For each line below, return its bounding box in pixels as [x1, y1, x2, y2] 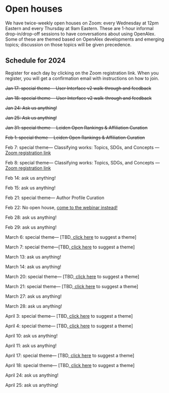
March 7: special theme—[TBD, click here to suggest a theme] [5, 244, 135, 250]
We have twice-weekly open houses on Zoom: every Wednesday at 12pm [5, 20, 159, 26]
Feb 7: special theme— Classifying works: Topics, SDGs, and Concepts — [5, 144, 160, 150]
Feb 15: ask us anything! [5, 184, 56, 191]
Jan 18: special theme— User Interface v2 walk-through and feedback [5, 95, 152, 101]
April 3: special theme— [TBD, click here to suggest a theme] [5, 313, 133, 319]
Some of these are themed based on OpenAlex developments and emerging [5, 36, 164, 42]
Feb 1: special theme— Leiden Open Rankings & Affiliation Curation [5, 134, 145, 141]
